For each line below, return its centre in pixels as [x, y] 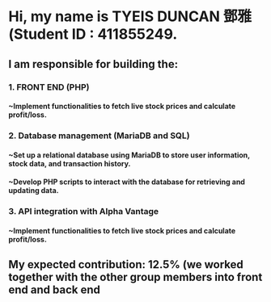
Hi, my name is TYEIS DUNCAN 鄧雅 [130, 17]
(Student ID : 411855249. [93, 34]
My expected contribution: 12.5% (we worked [126, 264]
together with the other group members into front [135, 277]
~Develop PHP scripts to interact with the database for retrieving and [127, 182]
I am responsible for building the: [93, 64]
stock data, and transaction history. [70, 163]
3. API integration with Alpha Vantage [84, 212]
